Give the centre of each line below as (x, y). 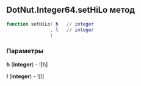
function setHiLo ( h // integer (50, 24)
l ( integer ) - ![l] (25, 76)
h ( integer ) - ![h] (27, 64)
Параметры (25, 51)
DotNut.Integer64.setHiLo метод (71, 10)
